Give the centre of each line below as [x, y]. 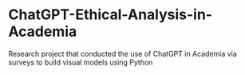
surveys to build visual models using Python [81, 62]
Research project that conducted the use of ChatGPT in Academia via [122, 53]
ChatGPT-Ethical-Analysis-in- [111, 15]
